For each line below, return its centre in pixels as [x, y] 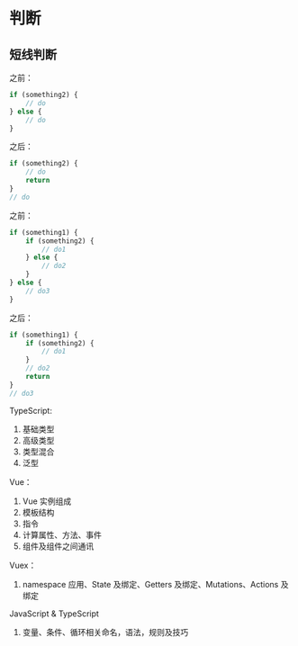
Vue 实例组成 [47, 501]
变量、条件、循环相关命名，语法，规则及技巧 [105, 632]
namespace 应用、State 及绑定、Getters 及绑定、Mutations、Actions [150, 584]
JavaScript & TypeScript [54, 614]
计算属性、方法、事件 [62, 534]
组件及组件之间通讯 [58, 546]
